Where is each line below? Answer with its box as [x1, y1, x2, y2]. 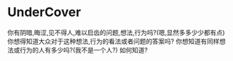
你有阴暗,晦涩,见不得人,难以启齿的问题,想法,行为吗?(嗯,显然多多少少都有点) [7, 28, 225, 36]
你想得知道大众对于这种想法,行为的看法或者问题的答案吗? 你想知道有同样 [7, 36, 220, 46]
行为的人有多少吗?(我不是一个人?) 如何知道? [19, 46, 148, 54]
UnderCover [7, 4, 82, 20]
